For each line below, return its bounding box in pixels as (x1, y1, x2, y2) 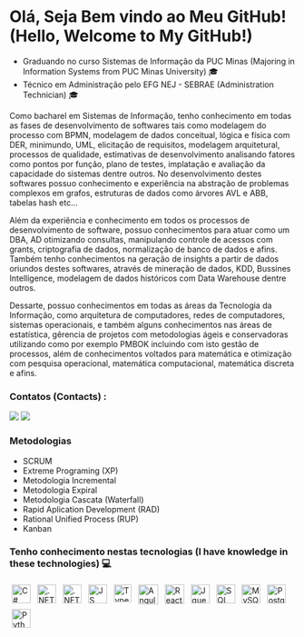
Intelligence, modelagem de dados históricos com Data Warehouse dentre (9, 273, 287, 284)
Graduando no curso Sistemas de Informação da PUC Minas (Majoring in (22, 55, 295, 66)
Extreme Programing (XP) (22, 465, 119, 476)
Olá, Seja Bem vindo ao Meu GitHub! (9, 6, 287, 27)
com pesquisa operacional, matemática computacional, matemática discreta (9, 357, 295, 369)
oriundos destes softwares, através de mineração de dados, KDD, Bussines (9, 263, 291, 274)
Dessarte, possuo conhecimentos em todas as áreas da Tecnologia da (9, 300, 272, 311)
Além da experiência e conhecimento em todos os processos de (9, 214, 250, 225)
